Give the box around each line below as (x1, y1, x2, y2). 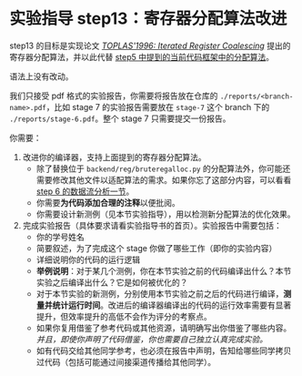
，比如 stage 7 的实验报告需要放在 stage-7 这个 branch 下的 (45, 101, 270, 112)
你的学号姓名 (35, 231, 85, 242)
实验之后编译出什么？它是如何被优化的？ (35, 277, 188, 288)
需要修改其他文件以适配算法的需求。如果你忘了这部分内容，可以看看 (35, 174, 292, 185)
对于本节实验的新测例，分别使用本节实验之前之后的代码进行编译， (35, 288, 284, 299)
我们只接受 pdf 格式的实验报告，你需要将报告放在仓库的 (9, 90, 218, 101)
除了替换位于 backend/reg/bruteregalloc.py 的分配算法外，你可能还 (35, 163, 291, 174)
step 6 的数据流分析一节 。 (35, 186, 135, 197)
